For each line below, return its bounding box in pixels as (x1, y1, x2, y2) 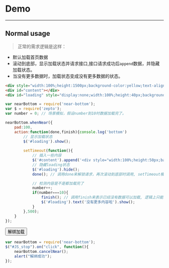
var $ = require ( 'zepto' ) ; (5, 106, 62, 112)
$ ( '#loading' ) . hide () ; (32, 167, 80, 172)
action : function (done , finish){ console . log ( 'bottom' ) (14, 129, 127, 134)
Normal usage (5, 29, 50, 38)
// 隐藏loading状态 (32, 162, 70, 167)
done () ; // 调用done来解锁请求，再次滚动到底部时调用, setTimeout (32, 172, 161, 177)
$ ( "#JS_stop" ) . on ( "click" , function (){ (5, 244, 89, 250)
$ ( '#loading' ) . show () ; (23, 139, 71, 144)
